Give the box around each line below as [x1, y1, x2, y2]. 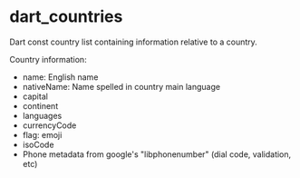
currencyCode [22, 120, 77, 131]
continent [22, 100, 59, 111]
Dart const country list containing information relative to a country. [9, 36, 258, 47]
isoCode [22, 139, 54, 150]
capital [22, 91, 48, 102]
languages [22, 110, 63, 121]
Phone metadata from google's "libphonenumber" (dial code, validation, [22, 148, 292, 160]
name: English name [22, 71, 99, 83]
